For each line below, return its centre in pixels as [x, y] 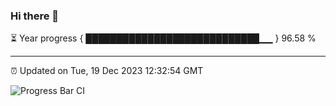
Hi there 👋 [35, 16]
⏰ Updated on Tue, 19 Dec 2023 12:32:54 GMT [107, 71]
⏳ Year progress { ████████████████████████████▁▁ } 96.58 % [163, 38]
